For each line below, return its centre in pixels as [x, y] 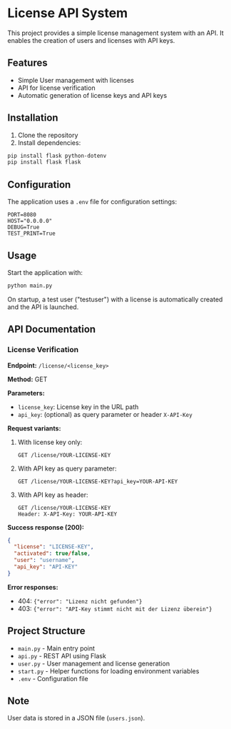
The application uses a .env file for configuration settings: [92, 202]
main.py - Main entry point [56, 648]
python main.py [30, 286]
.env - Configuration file [53, 678]
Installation [33, 118]
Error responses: [33, 587]
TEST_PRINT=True [31, 233]
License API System [68, 13]
